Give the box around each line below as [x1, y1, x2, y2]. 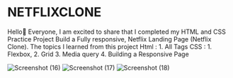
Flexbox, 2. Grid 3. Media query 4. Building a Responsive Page [7, 50, 189, 58]
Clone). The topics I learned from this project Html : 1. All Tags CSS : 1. [7, 42, 212, 51]
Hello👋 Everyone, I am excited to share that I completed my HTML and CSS [7, 27, 227, 36]
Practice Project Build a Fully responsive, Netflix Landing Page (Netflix [7, 34, 212, 43]
